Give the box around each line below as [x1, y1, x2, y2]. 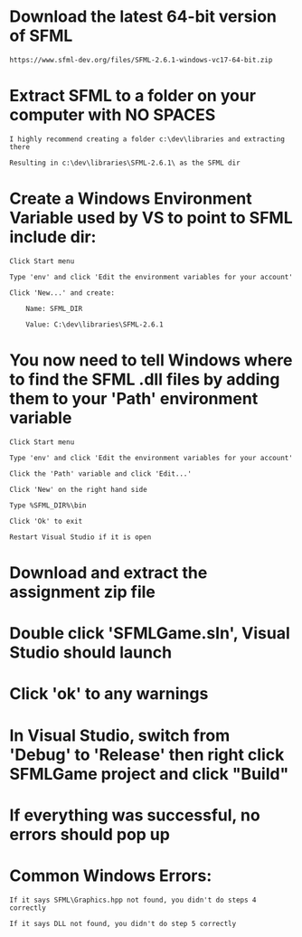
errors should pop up [9, 824, 170, 845]
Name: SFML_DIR [25, 304, 83, 313]
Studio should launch [9, 642, 173, 663]
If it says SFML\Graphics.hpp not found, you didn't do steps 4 [9, 895, 257, 904]
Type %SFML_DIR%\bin [9, 500, 88, 510]
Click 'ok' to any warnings [9, 684, 209, 705]
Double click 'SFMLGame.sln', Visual [9, 623, 291, 644]
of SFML [9, 25, 73, 46]
